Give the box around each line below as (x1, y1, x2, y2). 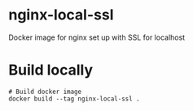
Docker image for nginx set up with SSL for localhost (8, 32, 186, 42)
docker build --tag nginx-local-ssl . (8, 95, 140, 103)
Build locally (8, 61, 94, 79)
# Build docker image (8, 88, 82, 96)
